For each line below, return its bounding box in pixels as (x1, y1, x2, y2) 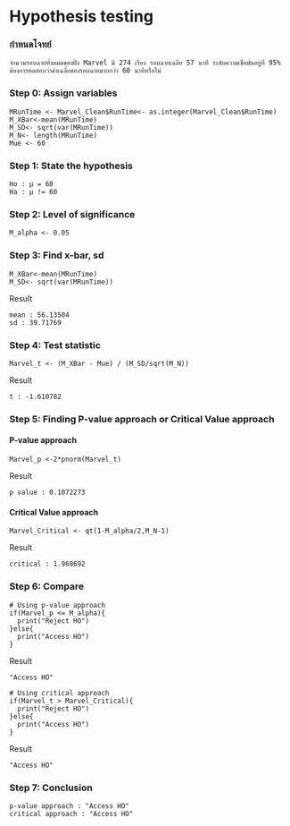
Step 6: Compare (9, 580, 85, 592)
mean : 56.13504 (9, 311, 70, 319)
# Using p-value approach (9, 600, 105, 609)
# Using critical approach (9, 688, 110, 697)
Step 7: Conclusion (9, 781, 94, 794)
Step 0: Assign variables (9, 87, 118, 99)
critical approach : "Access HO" (9, 809, 134, 818)
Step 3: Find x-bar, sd (9, 249, 104, 261)
